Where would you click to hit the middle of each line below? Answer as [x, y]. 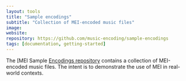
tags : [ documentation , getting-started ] [56, 44]
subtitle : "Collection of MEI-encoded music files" [70, 22]
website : [17, 33]
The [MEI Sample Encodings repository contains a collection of [82, 60]
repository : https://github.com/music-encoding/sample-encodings [87, 38]
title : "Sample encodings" [39, 17]
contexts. [32, 73]
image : [14, 28]
